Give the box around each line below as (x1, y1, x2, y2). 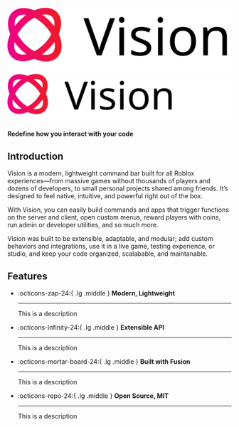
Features (7, 270, 48, 282)
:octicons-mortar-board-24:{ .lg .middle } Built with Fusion (17, 357, 191, 366)
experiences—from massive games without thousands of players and (7, 177, 211, 185)
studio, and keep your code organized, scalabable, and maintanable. (7, 249, 208, 258)
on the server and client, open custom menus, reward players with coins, (7, 213, 221, 222)
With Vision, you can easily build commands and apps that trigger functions (7, 205, 230, 214)
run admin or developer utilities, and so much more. (7, 221, 159, 229)
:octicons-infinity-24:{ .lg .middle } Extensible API (17, 323, 165, 332)
